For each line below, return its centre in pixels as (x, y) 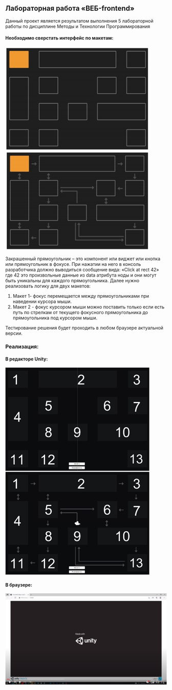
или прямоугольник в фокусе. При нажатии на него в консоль (73, 264)
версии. (14, 333)
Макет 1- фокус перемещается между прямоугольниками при (81, 296)
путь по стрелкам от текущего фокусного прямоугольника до (80, 313)
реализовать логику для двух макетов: (48, 286)
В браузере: (19, 585)
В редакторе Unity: (27, 359)
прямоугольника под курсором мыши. (55, 318)
